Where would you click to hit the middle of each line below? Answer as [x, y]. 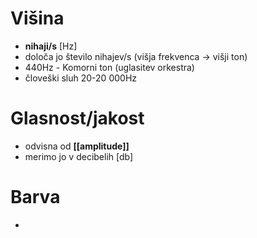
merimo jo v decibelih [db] [79, 156]
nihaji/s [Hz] [51, 46]
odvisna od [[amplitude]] [77, 146]
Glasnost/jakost [77, 118]
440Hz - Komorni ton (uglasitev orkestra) [109, 67]
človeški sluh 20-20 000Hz [81, 78]
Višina [37, 18]
